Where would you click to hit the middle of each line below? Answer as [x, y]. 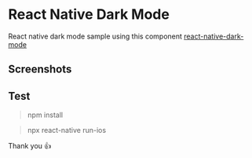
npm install [45, 115]
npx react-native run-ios [67, 130]
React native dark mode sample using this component [95, 36]
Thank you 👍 [30, 146]
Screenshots [40, 70]
